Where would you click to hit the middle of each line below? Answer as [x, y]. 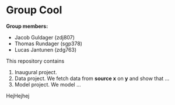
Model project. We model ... [48, 84]
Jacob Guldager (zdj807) [44, 37]
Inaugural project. [36, 72]
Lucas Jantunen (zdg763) [45, 49]
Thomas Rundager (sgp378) [48, 44]
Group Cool [34, 10]
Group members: [27, 26]
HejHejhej [18, 96]
